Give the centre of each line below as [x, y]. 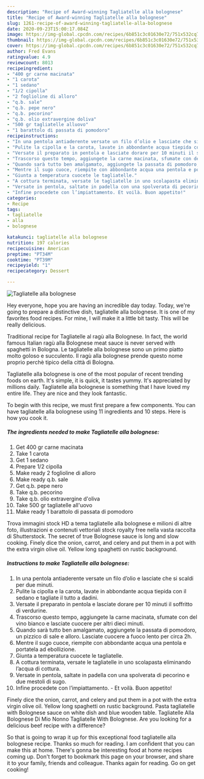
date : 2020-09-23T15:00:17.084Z [48, 29]
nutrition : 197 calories [38, 243]
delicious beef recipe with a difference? [56, 725]
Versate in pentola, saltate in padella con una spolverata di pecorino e [103, 675]
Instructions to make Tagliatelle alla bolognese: [68, 563]
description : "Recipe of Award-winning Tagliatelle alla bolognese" [95, 12]
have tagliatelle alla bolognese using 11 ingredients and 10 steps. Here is [97, 411]
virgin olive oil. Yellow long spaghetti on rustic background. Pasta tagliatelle [101, 706]
